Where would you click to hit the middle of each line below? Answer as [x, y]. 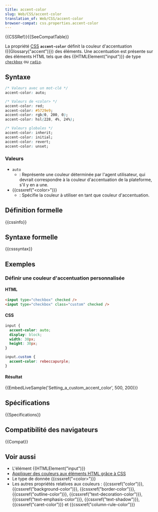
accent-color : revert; [28, 142]
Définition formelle [34, 210]
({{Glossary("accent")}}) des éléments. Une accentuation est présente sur [79, 51]
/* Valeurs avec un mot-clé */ [37, 88]
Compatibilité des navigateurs [52, 430]
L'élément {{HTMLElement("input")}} [49, 468]
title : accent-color [26, 9]
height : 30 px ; [24, 344]
